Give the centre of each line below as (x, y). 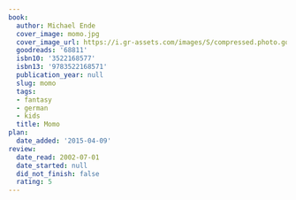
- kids (28, 116)
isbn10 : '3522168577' (56, 58)
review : (23, 149)
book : (18, 17)
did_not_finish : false (58, 173)
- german (32, 108)
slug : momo (36, 83)
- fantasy (34, 100)
